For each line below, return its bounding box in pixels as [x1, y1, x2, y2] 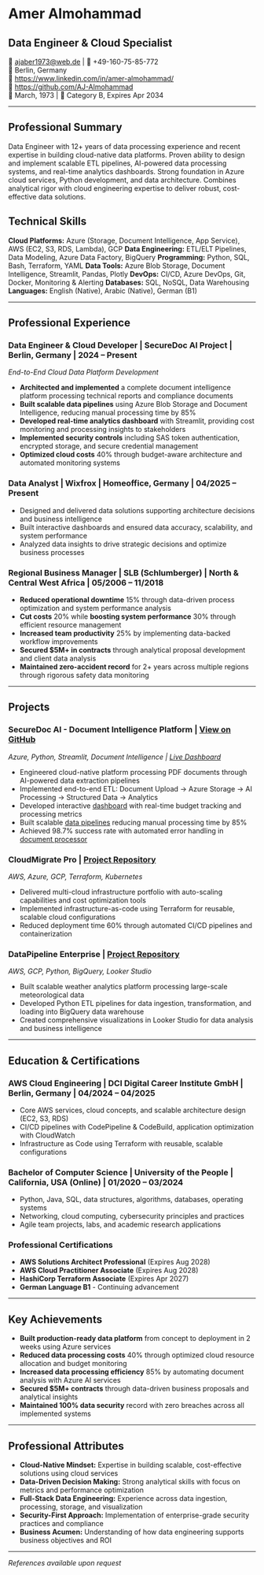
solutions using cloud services [19, 1469, 119, 1478]
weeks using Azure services [19, 1342, 112, 1352]
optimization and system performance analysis [19, 603, 171, 612]
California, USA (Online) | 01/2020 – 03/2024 [8, 1176, 184, 1187]
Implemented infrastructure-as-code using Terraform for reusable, [19, 903, 236, 913]
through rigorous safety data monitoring [19, 670, 149, 680]
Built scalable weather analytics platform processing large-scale [19, 982, 228, 992]
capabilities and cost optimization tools [19, 895, 147, 905]
